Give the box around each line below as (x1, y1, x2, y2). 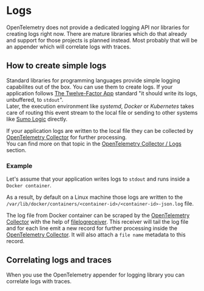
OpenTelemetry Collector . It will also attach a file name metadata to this (6, 231, 186, 238)
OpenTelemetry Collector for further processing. (6, 133, 127, 141)
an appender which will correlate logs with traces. (6, 43, 131, 50)
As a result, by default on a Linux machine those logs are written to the (6, 193, 183, 201)
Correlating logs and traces (6, 255, 112, 266)
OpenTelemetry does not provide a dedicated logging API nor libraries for (6, 24, 190, 31)
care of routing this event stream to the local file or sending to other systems (6, 109, 198, 116)
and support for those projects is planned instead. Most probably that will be (6, 36, 198, 44)
